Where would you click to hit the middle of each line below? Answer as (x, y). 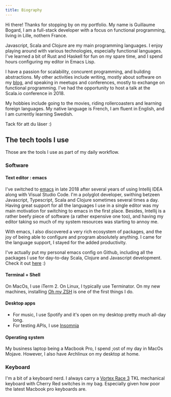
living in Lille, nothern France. (36, 35)
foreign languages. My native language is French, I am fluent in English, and (85, 108)
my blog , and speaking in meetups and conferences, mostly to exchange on (85, 82)
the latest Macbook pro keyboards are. (46, 389)
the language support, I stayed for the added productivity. (66, 242)
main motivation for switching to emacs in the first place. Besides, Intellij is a (86, 211)
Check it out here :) (26, 263)
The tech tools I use (37, 140)
